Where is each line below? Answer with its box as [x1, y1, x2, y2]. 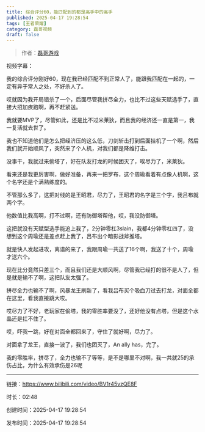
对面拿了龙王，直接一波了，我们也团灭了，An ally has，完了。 [6, 341, 162, 348]
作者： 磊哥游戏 [21, 49, 59, 57]
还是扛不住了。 [11, 315, 49, 323]
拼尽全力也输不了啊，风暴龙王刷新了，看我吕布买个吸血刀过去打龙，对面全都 [6, 287, 199, 294]
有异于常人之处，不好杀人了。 [11, 83, 87, 90]
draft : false [6, 32, 40, 38]
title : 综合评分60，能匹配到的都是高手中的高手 [6, 9, 113, 15]
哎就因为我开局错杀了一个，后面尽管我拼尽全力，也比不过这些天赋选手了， [6, 96, 193, 103]
